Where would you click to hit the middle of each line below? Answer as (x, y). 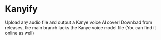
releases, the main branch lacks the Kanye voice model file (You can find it (80, 27)
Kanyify (21, 9)
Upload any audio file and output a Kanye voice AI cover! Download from (79, 22)
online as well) (20, 33)
